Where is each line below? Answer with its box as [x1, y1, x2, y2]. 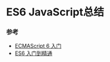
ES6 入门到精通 [14, 50, 52, 57]
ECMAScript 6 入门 [14, 43, 62, 50]
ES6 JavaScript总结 [6, 5, 104, 19]
